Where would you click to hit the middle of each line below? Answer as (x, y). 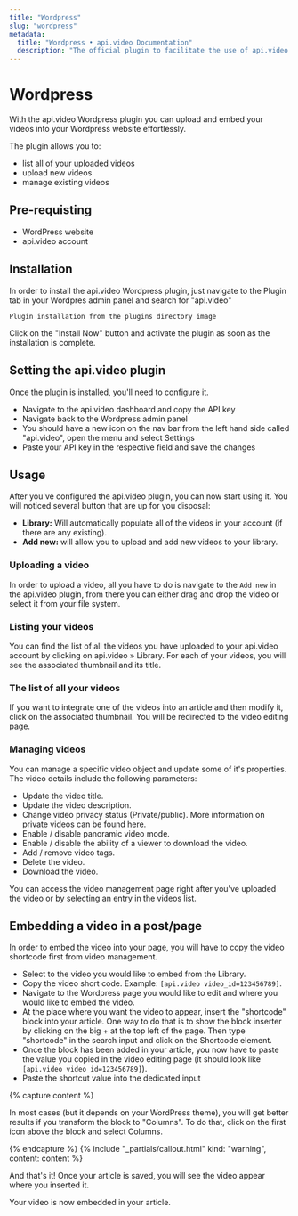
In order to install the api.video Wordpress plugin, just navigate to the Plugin (148, 290)
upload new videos (57, 173)
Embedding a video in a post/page (106, 926)
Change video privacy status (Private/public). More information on (143, 814)
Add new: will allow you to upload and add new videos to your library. (150, 542)
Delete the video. (53, 861)
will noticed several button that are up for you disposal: (110, 506)
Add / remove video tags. (68, 853)
